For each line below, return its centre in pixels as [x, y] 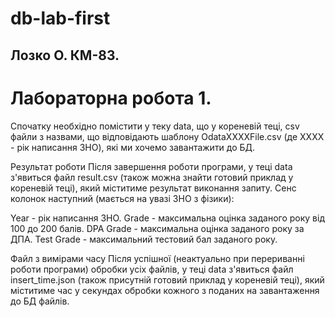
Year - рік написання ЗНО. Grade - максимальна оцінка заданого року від [167, 218]
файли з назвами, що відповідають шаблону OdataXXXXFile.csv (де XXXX [167, 136]
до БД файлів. [40, 301]
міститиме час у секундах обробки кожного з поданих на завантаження [165, 290]
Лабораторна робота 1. [111, 98]
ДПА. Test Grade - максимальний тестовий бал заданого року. [144, 239]
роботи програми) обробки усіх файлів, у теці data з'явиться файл [152, 269]
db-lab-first [60, 18]
